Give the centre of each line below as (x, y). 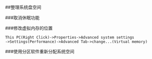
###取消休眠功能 (22, 18)
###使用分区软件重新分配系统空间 (40, 51)
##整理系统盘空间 (23, 7)
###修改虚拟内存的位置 (29, 28)
